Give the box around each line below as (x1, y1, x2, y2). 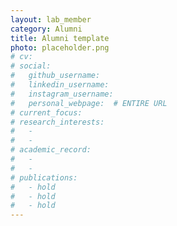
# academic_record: (10, 145, 92, 155)
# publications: (10, 172, 78, 183)
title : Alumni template (10, 33, 110, 43)
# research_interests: (10, 117, 105, 127)
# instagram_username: (10, 89, 114, 99)
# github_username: (10, 71, 101, 81)
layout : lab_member (10, 14, 92, 25)
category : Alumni (10, 24, 83, 34)
